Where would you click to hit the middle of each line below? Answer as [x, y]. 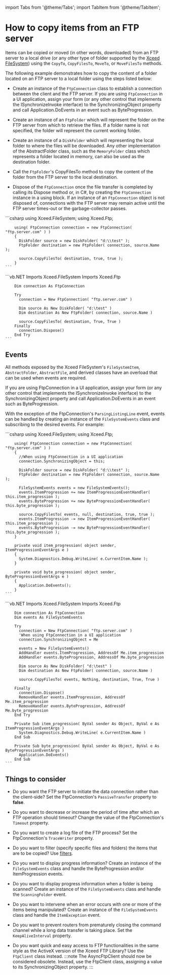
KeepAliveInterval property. [42, 935]
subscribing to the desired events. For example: [55, 424]
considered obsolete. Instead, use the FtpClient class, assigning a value [87, 961]
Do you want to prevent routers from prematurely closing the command [87, 925]
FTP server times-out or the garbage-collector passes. [70, 208]
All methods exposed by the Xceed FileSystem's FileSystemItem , [73, 367]
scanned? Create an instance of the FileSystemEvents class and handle [87, 889]
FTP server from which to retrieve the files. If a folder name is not [81, 125]
